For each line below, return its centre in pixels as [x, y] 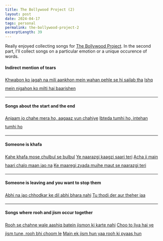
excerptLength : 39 [24, 32]
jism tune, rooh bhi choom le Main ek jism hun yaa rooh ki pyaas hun [73, 234]
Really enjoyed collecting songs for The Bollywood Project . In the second [78, 46]
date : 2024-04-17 [23, 19]
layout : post [18, 14]
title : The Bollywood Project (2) [40, 9]
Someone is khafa [24, 144]
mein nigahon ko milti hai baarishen [41, 89]
